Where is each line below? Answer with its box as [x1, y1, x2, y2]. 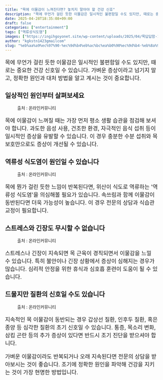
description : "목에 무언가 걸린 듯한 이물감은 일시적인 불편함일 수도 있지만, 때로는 [5, 12, 154, 16]
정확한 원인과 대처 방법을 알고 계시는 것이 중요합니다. [13, 75, 142, 81]
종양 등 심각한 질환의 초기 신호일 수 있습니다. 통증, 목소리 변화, [5, 324, 156, 331]
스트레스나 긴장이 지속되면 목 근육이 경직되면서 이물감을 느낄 [5, 250, 152, 257]
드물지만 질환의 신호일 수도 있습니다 [5, 290, 105, 299]
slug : [5, 43, 16, 48]
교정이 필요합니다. [5, 207, 49, 214]
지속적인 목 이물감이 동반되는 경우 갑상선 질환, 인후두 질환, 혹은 [5, 316, 158, 323]
